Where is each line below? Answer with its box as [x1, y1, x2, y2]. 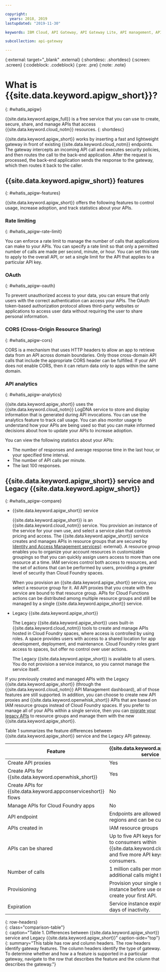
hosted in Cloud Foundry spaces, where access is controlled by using [12, 630, 155, 636]
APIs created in [7, 824, 43, 831]
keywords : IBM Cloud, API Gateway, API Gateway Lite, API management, [5, 30, 154, 35]
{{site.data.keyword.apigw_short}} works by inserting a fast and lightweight [5, 136, 159, 142]
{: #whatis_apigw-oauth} [5, 283, 55, 289]
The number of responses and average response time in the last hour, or [12, 447, 160, 453]
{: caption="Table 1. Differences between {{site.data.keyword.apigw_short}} [5, 929, 160, 935]
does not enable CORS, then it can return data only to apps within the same [5, 363, 159, 369]
